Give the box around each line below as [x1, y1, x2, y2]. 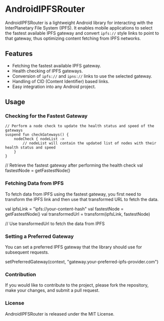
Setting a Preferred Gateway [5, 233, 74, 239]
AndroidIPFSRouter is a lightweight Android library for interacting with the [5, 20, 153, 26]
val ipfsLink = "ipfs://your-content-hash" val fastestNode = [5, 205, 124, 212]
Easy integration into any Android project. [12, 84, 96, 89]
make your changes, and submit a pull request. [5, 288, 100, 293]
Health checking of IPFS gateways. [12, 68, 83, 74]
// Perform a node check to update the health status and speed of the [5, 124, 154, 129]
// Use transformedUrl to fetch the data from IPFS [5, 220, 105, 227]
